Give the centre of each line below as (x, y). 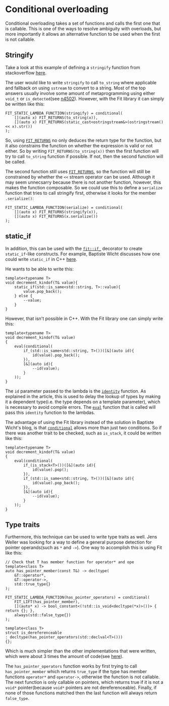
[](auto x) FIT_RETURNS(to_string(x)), (56, 118)
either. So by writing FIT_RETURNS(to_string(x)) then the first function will (82, 151)
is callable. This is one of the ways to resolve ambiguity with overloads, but (83, 28)
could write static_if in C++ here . (41, 259)
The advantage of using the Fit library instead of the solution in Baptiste (80, 422)
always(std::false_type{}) (43, 615)
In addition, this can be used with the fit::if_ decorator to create (74, 248)
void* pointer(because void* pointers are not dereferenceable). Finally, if (81, 688)
